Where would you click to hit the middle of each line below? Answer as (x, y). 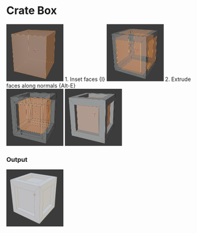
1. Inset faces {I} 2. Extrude (128, 79)
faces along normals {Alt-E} (41, 85)
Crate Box (32, 11)
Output (17, 159)
